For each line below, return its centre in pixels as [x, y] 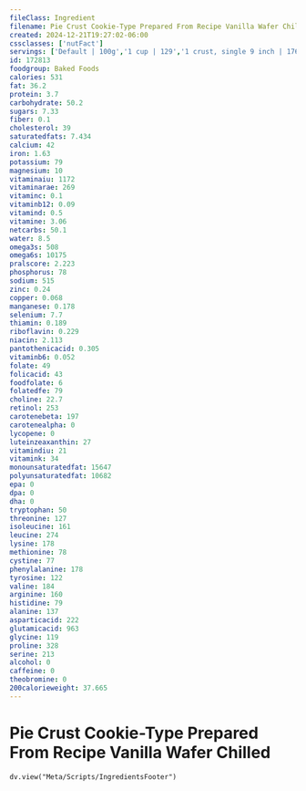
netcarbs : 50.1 [38, 230]
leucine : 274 [34, 536]
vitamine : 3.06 [38, 221]
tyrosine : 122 [36, 578]
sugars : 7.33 [34, 111]
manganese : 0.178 [42, 307]
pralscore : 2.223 [42, 264]
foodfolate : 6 [36, 383]
